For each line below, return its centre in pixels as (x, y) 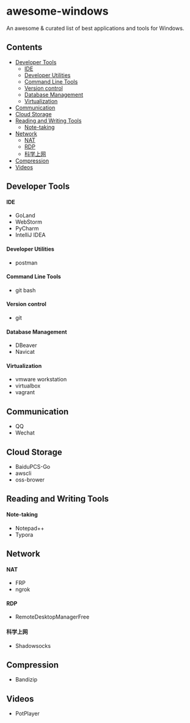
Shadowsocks (33, 645)
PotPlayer (27, 714)
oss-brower (30, 479)
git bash (25, 290)
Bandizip (26, 680)
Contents (24, 47)
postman (26, 262)
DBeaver (26, 345)
